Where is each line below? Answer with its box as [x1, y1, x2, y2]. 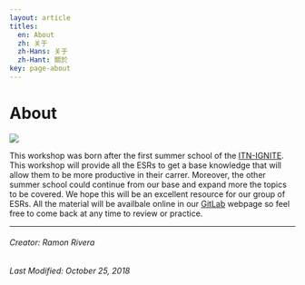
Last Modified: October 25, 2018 [9, 265, 131, 277]
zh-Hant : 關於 [17, 55, 68, 64]
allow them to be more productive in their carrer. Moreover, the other [9, 169, 266, 180]
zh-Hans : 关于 [17, 47, 68, 56]
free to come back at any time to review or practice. [9, 208, 203, 219]
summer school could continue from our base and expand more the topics [9, 179, 288, 190]
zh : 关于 [17, 38, 48, 48]
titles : [9, 22, 39, 31]
